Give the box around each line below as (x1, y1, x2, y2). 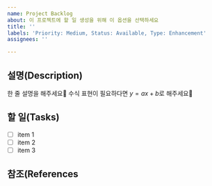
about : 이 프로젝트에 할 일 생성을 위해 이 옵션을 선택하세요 (7, 17, 159, 24)
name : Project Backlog (7, 10, 73, 17)
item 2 (17, 138, 36, 146)
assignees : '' (7, 36, 49, 43)
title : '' (7, 23, 36, 30)
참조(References (7, 168, 79, 180)
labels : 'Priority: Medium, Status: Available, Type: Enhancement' (7, 29, 207, 37)
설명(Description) (7, 69, 83, 81)
